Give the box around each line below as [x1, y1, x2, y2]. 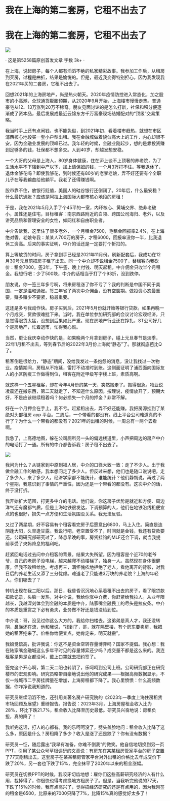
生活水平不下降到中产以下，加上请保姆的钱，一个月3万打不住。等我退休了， [5, 164, 163, 170]
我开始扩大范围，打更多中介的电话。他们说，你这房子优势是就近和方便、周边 [5, 498, 165, 504]
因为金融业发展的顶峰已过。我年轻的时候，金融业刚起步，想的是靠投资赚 [14, 140, 165, 146]
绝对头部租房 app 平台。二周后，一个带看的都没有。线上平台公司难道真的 [5, 412, 158, 418]
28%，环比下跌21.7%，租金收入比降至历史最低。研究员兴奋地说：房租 [5, 707, 152, 713]
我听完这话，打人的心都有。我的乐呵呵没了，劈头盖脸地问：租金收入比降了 [5, 724, 160, 730]
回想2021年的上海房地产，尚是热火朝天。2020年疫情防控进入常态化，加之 [5, 91, 159, 98]
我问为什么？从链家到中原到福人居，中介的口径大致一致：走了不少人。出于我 [5, 462, 165, 468]
